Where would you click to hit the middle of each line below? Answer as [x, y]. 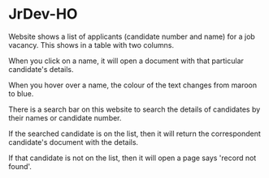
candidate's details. [41, 69]
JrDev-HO [43, 14]
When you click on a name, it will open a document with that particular [126, 61]
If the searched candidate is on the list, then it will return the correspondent [135, 133]
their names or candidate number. [65, 117]
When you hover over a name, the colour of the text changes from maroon [133, 85]
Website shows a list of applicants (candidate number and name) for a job [132, 36]
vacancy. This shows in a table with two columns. [91, 44]
